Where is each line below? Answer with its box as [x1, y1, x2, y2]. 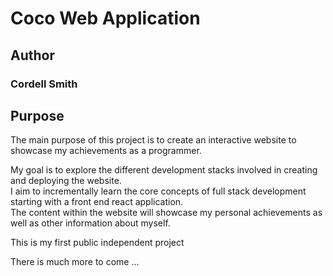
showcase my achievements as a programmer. [10, 145, 202, 157]
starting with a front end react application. [10, 196, 184, 208]
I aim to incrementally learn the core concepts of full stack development [10, 185, 307, 197]
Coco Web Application [10, 7, 201, 30]
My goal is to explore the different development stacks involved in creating [10, 164, 318, 176]
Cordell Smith [10, 77, 78, 91]
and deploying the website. [10, 175, 122, 187]
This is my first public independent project [10, 237, 185, 249]
